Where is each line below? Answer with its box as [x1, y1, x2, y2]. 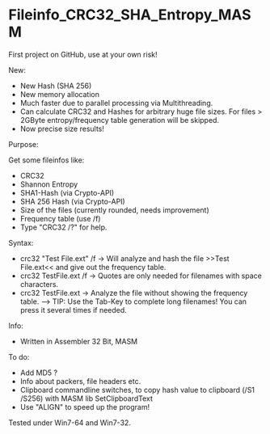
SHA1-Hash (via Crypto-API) [19, 188, 115, 197]
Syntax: [8, 238, 34, 247]
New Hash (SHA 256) [19, 81, 92, 91]
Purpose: [8, 139, 39, 149]
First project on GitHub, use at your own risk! [8, 49, 158, 59]
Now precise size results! [19, 124, 105, 133]
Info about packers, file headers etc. [19, 376, 141, 386]
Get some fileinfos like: [8, 155, 85, 165]
